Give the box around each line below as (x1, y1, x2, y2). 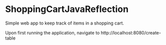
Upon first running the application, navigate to (5, 29, 100, 35)
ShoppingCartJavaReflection (5, 3, 129, 15)
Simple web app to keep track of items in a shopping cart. (5, 20, 124, 26)
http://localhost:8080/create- (100, 29, 161, 35)
